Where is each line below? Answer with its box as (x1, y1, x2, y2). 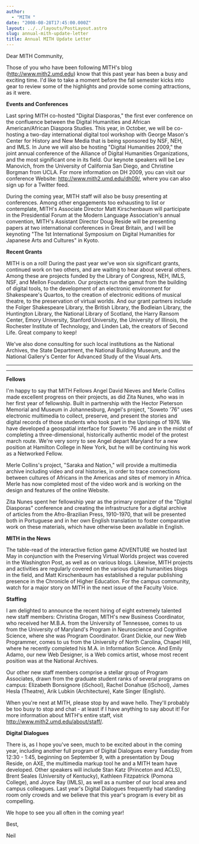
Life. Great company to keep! (6, 329, 77, 336)
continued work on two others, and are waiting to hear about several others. (6, 266, 192, 273)
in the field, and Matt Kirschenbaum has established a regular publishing (6, 572, 183, 578)
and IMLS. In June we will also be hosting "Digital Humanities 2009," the (6, 143, 182, 150)
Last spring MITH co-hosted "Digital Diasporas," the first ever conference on (6, 112, 193, 119)
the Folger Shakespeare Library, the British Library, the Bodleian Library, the (6, 304, 191, 311)
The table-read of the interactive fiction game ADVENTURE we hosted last (6, 546, 188, 553)
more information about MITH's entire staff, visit (6, 712, 123, 718)
